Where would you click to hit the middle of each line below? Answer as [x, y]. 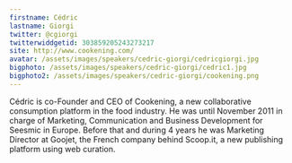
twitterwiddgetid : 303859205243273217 [82, 43]
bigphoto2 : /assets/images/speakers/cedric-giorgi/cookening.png [134, 76]
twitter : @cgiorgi [44, 34]
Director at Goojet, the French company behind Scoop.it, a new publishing [146, 139]
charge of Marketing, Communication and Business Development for [136, 120]
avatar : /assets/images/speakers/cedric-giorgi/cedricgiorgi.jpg [134, 59]
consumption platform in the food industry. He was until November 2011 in [146, 111]
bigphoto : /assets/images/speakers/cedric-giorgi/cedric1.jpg [128, 68]
